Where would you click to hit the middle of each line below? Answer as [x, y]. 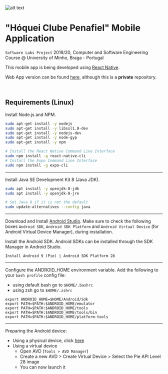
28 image [29, 362]
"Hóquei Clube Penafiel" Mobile [73, 28]
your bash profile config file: [35, 275]
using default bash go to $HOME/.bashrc [53, 285]
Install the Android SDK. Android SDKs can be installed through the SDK [79, 241]
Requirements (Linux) [39, 102]
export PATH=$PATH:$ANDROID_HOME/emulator [50, 304]
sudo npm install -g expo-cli [37, 165]
